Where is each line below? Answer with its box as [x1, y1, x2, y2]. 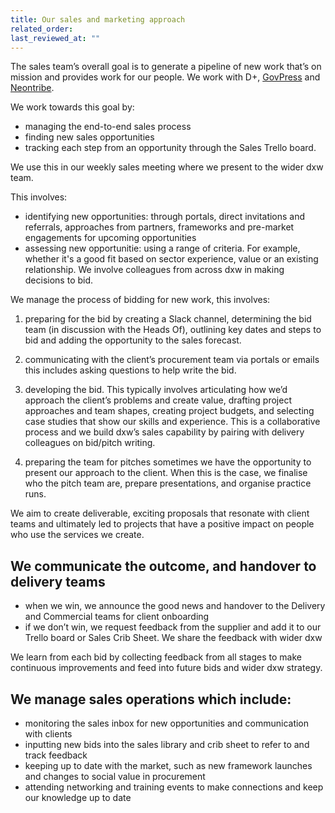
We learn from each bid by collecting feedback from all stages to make [10, 651, 302, 663]
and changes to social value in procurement [24, 771, 206, 782]
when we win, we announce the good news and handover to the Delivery [24, 600, 326, 612]
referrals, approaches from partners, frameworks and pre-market [24, 221, 295, 233]
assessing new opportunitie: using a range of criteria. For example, [24, 242, 301, 255]
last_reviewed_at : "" [10, 33, 101, 43]
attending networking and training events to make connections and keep [24, 781, 324, 793]
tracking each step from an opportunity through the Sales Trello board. [24, 142, 317, 154]
